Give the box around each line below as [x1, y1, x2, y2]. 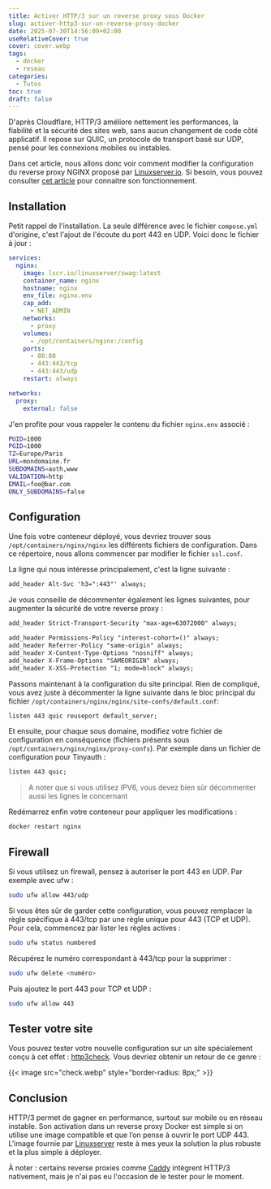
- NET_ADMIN [29, 307, 71, 315]
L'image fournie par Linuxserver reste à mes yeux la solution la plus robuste [8, 1139, 261, 1148]
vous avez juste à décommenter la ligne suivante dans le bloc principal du [8, 687, 256, 697]
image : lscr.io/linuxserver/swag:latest [23, 269, 161, 277]
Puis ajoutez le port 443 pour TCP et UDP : [8, 984, 152, 993]
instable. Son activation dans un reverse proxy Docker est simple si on [8, 1122, 243, 1131]
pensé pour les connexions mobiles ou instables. [8, 143, 172, 153]
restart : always [23, 375, 79, 383]
